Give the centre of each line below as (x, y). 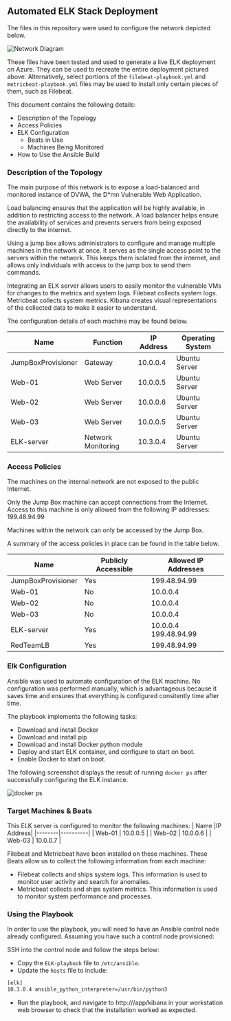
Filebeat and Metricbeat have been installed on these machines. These (108, 854)
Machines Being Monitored (66, 147)
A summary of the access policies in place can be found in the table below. (113, 544)
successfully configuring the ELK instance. (68, 779)
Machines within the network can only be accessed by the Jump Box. (106, 530)
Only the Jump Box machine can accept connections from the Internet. (108, 503)
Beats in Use (45, 140)
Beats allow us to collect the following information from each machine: (107, 861)
